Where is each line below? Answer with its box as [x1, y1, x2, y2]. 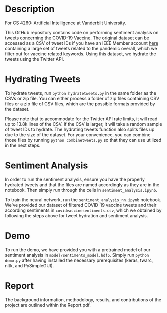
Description [5, 3, 55, 15]
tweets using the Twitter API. [5, 56, 64, 62]
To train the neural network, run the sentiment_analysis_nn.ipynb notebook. [5, 196, 161, 203]
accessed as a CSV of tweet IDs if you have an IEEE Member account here [5, 40, 159, 46]
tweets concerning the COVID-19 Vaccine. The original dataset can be [5, 35, 150, 41]
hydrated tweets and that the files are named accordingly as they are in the [5, 181, 160, 188]
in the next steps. [5, 142, 41, 148]
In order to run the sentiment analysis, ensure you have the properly [5, 176, 145, 182]
